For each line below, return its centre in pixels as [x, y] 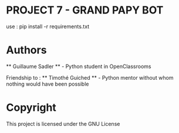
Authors [26, 50]
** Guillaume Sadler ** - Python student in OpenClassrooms [79, 66]
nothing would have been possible [48, 84]
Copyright [31, 108]
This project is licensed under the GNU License [63, 124]
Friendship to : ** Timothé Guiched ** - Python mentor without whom [90, 77]
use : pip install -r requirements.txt [48, 26]
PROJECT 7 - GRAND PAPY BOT [85, 10]
